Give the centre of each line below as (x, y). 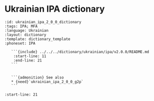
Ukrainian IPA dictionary (55, 9)
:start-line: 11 (30, 56)
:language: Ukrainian (27, 30)
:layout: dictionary (26, 35)
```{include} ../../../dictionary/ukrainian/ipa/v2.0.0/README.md (80, 52)
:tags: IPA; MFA (21, 26)
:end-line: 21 (28, 60)
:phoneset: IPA (20, 43)
